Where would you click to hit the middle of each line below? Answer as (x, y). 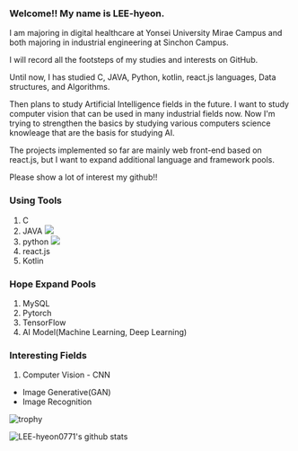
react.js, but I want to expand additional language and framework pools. (142, 160)
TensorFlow (44, 323)
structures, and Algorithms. (60, 87)
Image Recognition (57, 402)
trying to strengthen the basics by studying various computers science (140, 123)
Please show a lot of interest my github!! (83, 177)
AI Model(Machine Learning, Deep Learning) (105, 332)
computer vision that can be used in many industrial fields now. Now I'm (142, 114)
